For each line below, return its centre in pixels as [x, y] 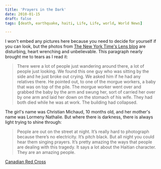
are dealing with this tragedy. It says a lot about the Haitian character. [87, 147]
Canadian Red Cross [26, 162]
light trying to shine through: [33, 122]
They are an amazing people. [46, 152]
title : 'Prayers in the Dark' [36, 9]
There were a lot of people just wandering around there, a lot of [80, 66]
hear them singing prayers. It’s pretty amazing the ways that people [84, 142]
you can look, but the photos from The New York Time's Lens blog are [75, 46]
